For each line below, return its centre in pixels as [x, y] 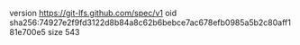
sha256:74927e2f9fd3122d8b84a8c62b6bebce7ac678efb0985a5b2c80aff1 [150, 22]
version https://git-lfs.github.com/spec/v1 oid [93, 13]
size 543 [64, 32]
